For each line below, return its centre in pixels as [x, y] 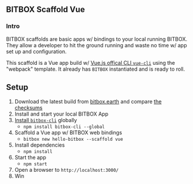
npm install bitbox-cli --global [64, 127]
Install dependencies [40, 145]
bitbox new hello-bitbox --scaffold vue [73, 139]
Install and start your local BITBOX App [61, 114]
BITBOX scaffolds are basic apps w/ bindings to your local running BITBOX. [97, 39]
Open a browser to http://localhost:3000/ [66, 169]
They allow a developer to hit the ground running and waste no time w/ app [96, 45]
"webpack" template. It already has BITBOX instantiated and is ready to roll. [96, 69]
